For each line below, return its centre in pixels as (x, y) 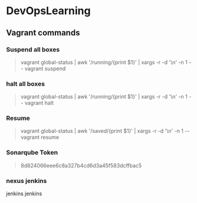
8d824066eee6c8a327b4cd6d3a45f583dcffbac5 (81, 165)
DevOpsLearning (48, 11)
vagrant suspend (45, 68)
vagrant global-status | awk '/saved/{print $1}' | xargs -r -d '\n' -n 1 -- (105, 131)
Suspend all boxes (33, 50)
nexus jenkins (27, 181)
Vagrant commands (43, 33)
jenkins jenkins (24, 194)
